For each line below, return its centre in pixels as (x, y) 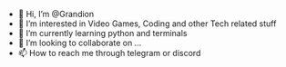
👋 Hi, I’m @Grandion (56, 14)
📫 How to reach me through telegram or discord (109, 53)
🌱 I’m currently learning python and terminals (102, 33)
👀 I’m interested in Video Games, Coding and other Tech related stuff (147, 24)
